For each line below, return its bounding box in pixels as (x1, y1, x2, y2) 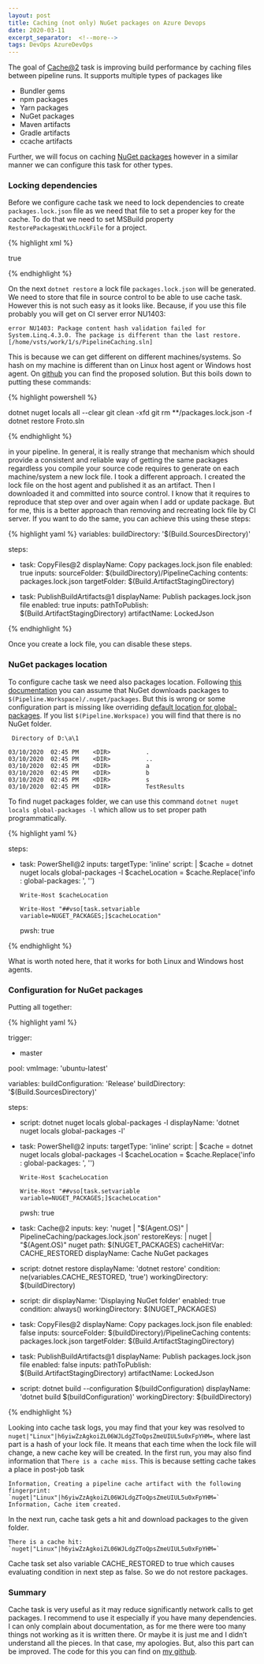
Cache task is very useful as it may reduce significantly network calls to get (8, 1605, 254, 1614)
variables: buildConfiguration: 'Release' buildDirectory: (8, 1079, 186, 1089)
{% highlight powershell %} (8, 392, 97, 403)
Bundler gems (19, 86, 65, 96)
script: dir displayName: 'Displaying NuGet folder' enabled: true (19, 1296, 226, 1306)
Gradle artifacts (19, 128, 71, 138)
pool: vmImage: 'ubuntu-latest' (8, 1063, 108, 1074)
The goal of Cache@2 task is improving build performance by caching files (8, 62, 252, 72)
